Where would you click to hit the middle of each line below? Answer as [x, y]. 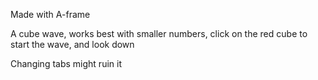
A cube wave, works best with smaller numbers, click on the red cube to [159, 33]
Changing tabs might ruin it [66, 63]
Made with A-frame [50, 14]
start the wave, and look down [72, 44]
